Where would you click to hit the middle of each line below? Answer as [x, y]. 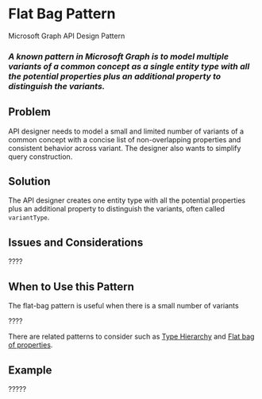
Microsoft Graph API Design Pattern [67, 36]
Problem [30, 112]
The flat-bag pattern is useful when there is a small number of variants [124, 306]
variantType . [29, 217]
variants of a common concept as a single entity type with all [129, 66]
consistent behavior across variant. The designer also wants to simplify [125, 148]
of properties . [31, 345]
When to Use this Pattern [71, 287]
